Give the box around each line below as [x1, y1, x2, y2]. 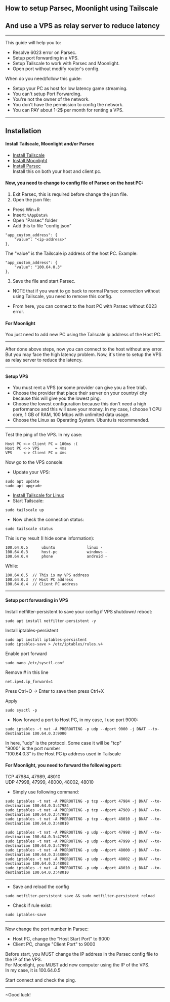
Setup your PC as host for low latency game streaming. [12, 85, 128, 92]
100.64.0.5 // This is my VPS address [5, 573, 90, 578]
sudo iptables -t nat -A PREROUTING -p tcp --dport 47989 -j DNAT [5, 807, 148, 813]
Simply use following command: [12, 788, 79, 795]
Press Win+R [12, 207, 40, 213]
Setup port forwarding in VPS [5, 597, 68, 603]
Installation [5, 127, 41, 135]
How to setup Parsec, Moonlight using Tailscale [5, 4, 158, 13]
